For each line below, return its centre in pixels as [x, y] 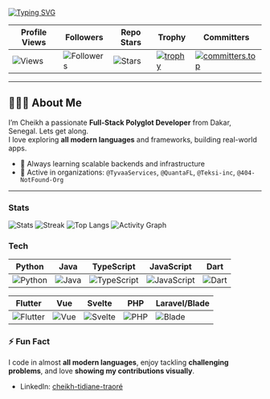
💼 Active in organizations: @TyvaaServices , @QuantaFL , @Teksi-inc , [127, 172]
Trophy [172, 37]
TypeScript [114, 267]
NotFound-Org [42, 180]
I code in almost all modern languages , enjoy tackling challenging [119, 362]
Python [30, 267]
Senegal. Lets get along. [49, 131]
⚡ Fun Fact [29, 342]
